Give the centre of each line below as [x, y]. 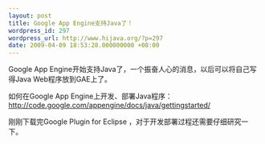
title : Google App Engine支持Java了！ [71, 23]
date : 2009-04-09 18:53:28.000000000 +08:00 [84, 46]
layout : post [30, 16]
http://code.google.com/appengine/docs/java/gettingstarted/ [110, 106]
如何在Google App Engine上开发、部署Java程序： [90, 96]
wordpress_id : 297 [39, 30]
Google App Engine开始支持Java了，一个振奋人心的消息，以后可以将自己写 [132, 70]
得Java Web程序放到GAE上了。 [60, 79]
